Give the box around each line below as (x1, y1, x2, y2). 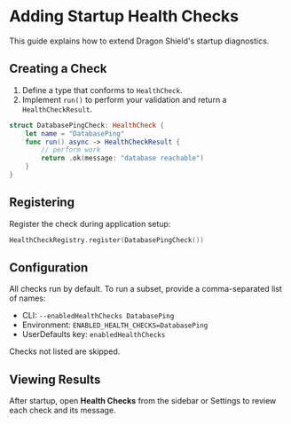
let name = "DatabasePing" (25, 129, 125, 138)
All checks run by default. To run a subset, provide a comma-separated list (9, 284, 282, 294)
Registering (9, 195, 75, 210)
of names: (9, 293, 46, 303)
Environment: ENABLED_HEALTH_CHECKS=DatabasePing (21, 319, 208, 330)
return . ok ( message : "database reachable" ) (41, 153, 204, 163)
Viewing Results (9, 372, 101, 387)
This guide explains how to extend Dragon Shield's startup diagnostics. (9, 35, 270, 46)
